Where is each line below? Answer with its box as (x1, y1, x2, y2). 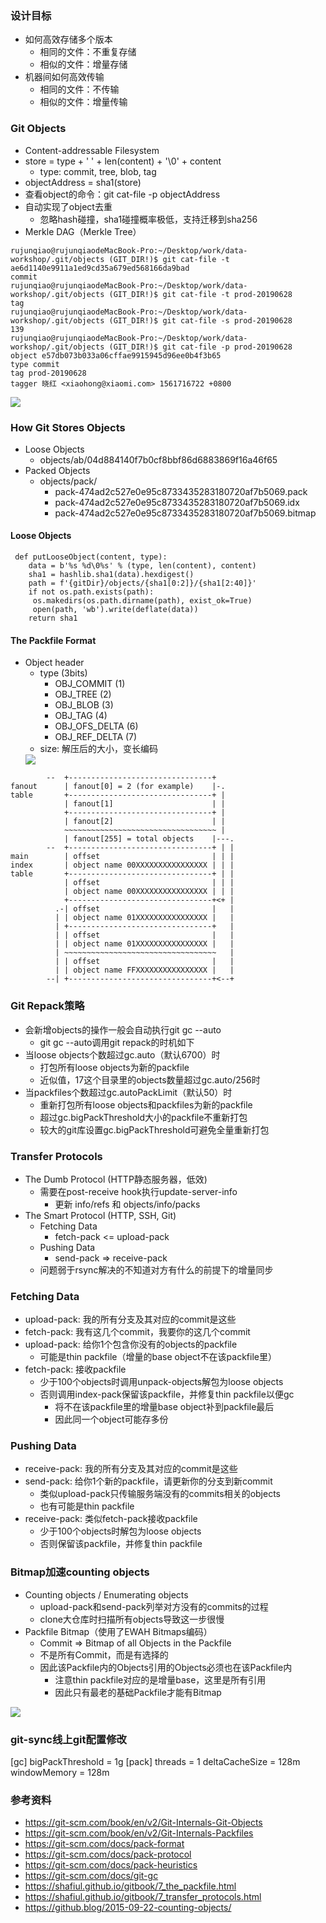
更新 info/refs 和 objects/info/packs (54, 1198, 201, 1210)
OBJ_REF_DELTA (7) (54, 731, 138, 743)
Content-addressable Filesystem (24, 144, 160, 156)
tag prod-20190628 (10, 368, 87, 378)
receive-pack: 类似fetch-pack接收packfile (24, 1513, 198, 1525)
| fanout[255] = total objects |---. (63, 834, 235, 844)
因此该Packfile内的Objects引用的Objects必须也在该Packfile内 (39, 1661, 293, 1673)
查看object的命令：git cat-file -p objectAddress (24, 188, 221, 200)
